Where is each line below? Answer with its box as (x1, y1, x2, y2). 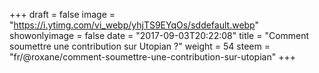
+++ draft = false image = (9, 9, 116, 20)
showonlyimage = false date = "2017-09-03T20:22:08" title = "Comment (9, 30, 310, 41)
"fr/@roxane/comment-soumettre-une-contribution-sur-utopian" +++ (9, 51, 296, 63)
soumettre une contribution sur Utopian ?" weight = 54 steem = (9, 40, 271, 52)
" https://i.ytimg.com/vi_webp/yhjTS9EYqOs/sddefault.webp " (9, 19, 260, 31)
